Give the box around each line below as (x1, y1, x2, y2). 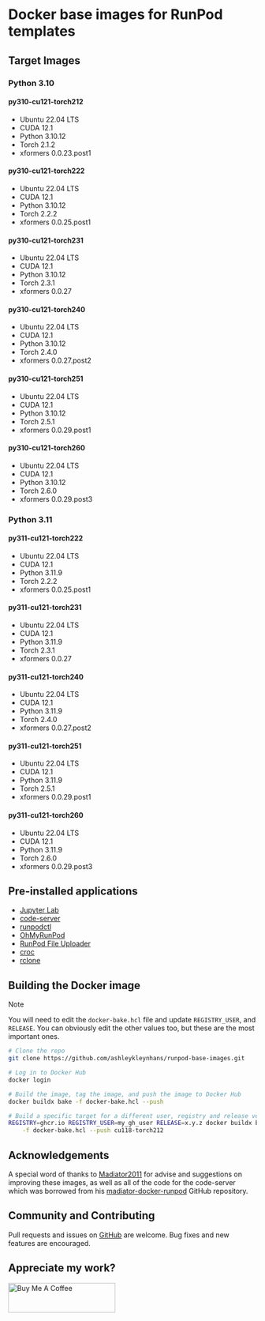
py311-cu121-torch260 (8, 811, 84, 820)
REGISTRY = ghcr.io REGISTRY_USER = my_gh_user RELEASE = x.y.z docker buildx (8, 1120, 252, 1127)
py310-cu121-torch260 (8, 443, 85, 453)
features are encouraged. (8, 1238, 91, 1248)
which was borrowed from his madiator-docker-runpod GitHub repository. (8, 1186, 248, 1195)
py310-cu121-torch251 (8, 374, 84, 383)
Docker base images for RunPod (8, 6, 223, 24)
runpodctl (19, 922, 52, 931)
